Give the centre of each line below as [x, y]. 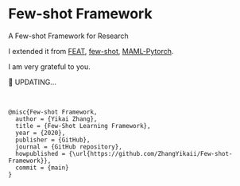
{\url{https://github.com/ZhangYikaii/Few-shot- [151, 153]
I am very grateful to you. [49, 66]
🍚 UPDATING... [33, 82]
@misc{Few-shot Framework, [53, 112]
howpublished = [41, 153]
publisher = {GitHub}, [53, 140]
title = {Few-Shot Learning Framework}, [83, 126]
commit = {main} [42, 168]
